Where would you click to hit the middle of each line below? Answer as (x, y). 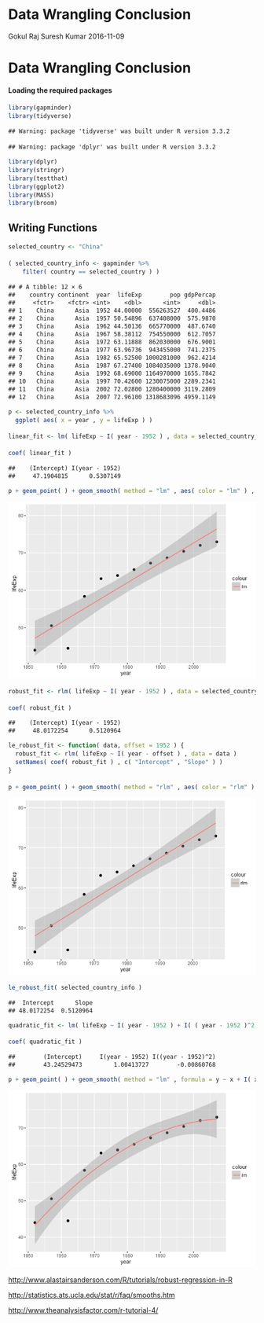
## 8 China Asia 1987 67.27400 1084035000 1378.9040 (112, 366)
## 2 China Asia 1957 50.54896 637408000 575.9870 (112, 318)
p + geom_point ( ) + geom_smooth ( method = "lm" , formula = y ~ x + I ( (130, 1080)
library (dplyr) (33, 162)
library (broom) (33, 203)
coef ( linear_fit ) (40, 454)
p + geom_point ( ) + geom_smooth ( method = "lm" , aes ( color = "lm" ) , (132, 491)
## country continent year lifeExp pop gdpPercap (112, 295)
